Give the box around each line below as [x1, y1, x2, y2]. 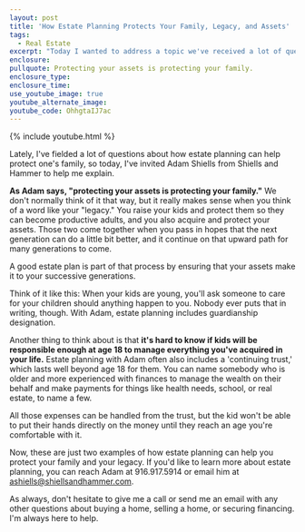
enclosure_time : [9, 81, 71, 90]
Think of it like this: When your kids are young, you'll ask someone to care [9, 288, 286, 300]
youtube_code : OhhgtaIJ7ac [9, 106, 112, 115]
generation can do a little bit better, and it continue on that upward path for [9, 233, 289, 245]
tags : [9, 30, 30, 39]
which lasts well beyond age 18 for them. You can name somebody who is [9, 364, 286, 375]
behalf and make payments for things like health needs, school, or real [9, 383, 272, 394]
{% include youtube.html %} [9, 131, 115, 142]
